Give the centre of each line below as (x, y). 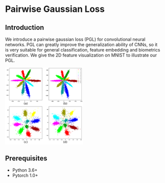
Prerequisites (26, 158)
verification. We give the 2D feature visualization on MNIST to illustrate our (81, 55)
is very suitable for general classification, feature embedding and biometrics (83, 50)
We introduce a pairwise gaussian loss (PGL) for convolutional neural (75, 39)
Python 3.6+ (25, 170)
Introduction (25, 28)
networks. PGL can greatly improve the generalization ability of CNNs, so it (81, 45)
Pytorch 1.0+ (25, 176)
